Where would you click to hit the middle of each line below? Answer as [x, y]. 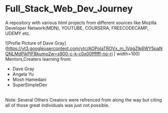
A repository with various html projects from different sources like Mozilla [81, 23]
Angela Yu [23, 74]
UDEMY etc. [18, 33]
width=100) [128, 54]
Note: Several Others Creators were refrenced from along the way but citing [83, 100]
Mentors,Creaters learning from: [38, 59]
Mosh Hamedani [29, 79]
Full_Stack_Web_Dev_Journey [69, 9]
